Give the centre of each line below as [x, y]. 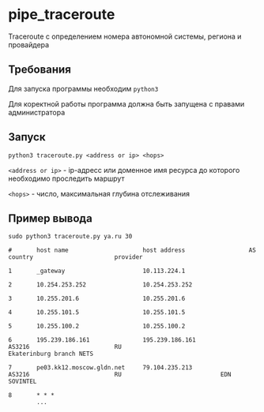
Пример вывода [50, 218]
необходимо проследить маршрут [66, 178]
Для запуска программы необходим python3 [83, 88]
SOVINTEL [23, 382]
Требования [40, 70]
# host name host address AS [132, 250]
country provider [76, 257]
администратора [37, 112]
